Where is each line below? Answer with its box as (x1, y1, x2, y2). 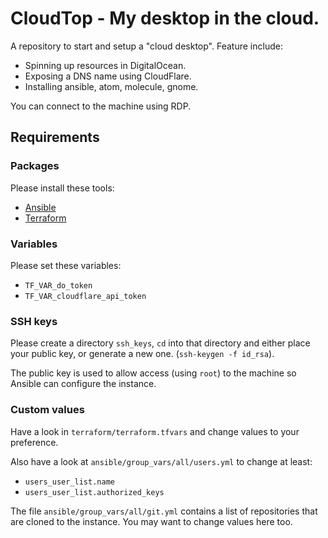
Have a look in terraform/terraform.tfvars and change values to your (10, 425, 300, 437)
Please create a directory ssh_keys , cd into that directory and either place (10, 337, 311, 349)
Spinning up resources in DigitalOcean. (24, 59, 187, 71)
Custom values (10, 403, 85, 417)
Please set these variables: (10, 259, 122, 271)
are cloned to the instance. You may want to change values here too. (10, 515, 293, 527)
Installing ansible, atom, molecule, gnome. (24, 80, 199, 92)
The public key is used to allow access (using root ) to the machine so (10, 367, 297, 379)
